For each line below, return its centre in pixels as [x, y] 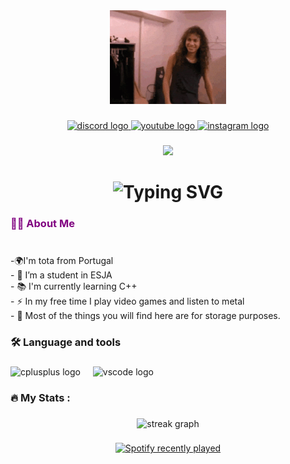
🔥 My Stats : [40, 397]
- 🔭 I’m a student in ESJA [61, 275]
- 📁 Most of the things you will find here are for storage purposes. [145, 315]
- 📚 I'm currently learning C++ [74, 286]
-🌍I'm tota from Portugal [62, 260]
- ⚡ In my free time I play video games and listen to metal [127, 301]
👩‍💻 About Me [42, 223]
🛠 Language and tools [66, 342]
